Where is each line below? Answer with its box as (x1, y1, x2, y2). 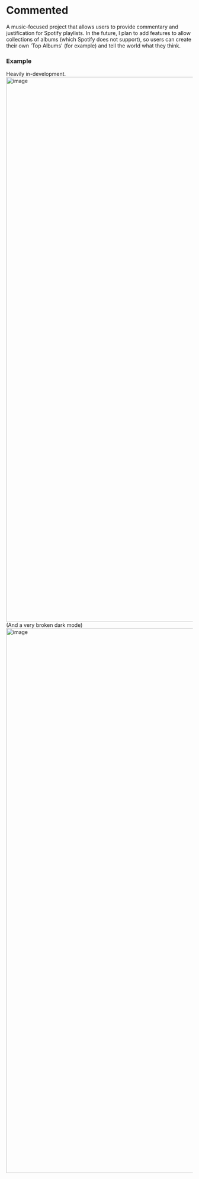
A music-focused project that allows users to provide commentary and (6, 23, 179, 30)
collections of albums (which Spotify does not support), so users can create (6, 36, 192, 43)
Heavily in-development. (6, 71, 66, 78)
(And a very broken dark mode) (6, 622, 83, 629)
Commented (6, 4, 69, 17)
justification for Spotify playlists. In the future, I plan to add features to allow (6, 29, 191, 36)
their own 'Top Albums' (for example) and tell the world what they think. (6, 42, 181, 49)
